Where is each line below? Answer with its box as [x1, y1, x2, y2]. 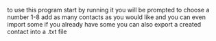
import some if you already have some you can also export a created [7, 20, 202, 28]
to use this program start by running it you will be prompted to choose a [7, 6, 210, 14]
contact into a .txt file [7, 27, 67, 36]
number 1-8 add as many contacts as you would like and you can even [7, 13, 206, 21]
